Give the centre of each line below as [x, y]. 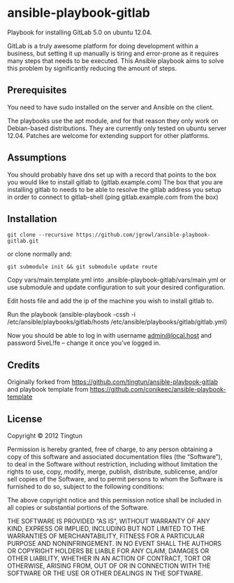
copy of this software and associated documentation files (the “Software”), [115, 457]
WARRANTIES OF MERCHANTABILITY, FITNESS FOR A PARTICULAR [106, 536]
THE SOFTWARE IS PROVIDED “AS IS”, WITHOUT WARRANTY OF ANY [109, 521]
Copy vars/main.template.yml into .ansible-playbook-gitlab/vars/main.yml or [117, 280]
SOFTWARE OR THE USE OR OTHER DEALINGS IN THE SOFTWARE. [105, 573]
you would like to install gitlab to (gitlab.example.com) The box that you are [115, 182]
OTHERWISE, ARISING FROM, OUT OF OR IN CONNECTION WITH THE [109, 566]
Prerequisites [37, 90]
